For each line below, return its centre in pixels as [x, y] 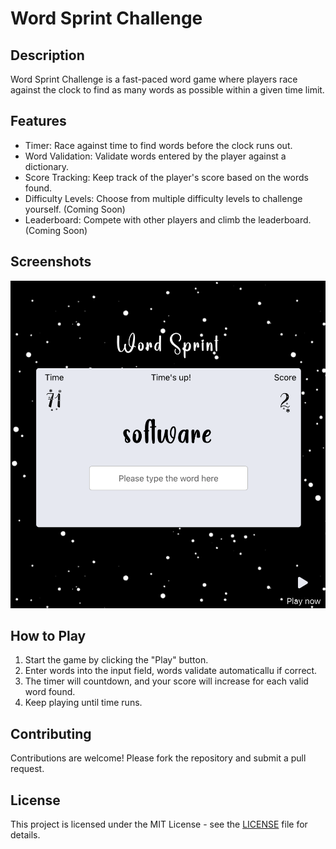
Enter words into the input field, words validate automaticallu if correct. [171, 671]
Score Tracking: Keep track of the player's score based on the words [166, 177]
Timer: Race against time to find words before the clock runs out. [158, 145]
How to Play [48, 635]
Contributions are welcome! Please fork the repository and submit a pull [158, 758]
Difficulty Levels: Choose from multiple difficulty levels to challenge [163, 198]
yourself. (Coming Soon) [75, 209]
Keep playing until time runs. [83, 703]
